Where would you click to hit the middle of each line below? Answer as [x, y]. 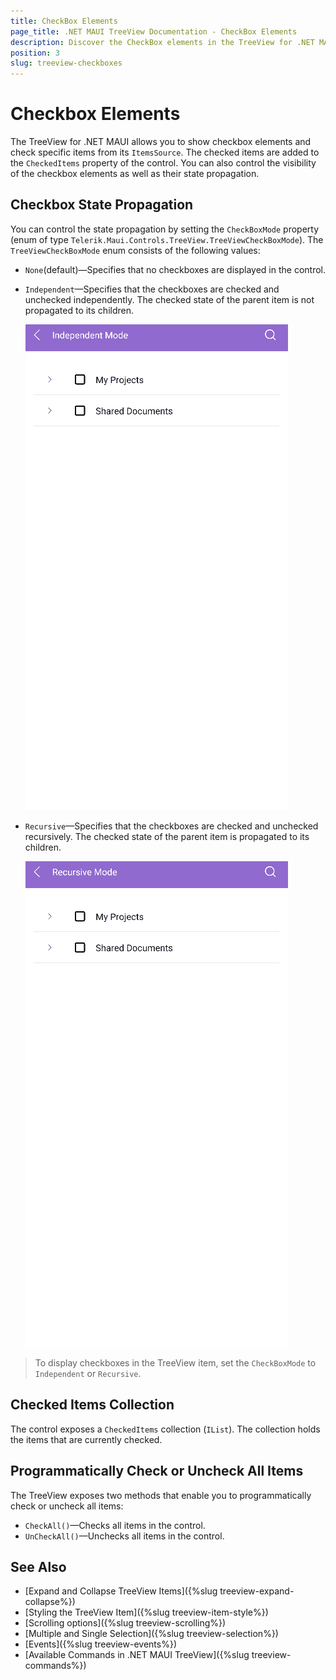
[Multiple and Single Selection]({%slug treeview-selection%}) [151, 1634]
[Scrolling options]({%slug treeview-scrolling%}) [125, 1623]
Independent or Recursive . [88, 1373]
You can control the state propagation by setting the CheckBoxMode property [165, 229]
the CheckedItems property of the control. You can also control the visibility [163, 163]
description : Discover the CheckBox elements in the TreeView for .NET [162, 42]
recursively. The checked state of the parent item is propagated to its [167, 836]
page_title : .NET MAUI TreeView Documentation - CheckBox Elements [154, 31]
